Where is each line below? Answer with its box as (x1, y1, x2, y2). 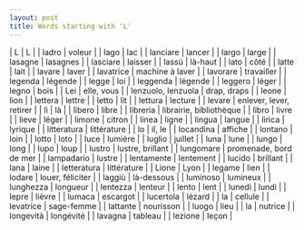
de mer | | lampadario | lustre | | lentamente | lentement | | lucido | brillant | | (9, 152, 293, 163)
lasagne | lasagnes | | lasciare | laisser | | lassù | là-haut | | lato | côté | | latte (9, 56, 295, 67)
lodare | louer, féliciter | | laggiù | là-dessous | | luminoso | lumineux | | (9, 171, 271, 182)
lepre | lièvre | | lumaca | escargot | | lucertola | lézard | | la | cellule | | (9, 191, 270, 202)
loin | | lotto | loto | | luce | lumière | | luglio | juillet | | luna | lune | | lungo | (9, 133, 283, 144)
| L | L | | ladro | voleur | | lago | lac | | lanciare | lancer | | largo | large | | (9, 46, 277, 57)
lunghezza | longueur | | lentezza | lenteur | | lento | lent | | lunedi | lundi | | (9, 181, 287, 192)
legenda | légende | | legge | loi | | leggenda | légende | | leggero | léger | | (9, 75, 287, 86)
